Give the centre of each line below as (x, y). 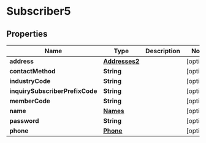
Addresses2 (121, 61)
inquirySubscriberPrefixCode (53, 91)
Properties (27, 34)
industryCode (30, 81)
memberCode (30, 101)
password (24, 121)
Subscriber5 (39, 11)
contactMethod (32, 71)
